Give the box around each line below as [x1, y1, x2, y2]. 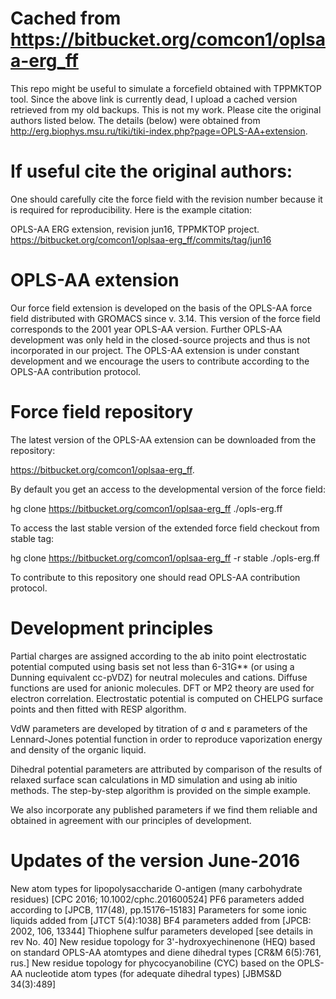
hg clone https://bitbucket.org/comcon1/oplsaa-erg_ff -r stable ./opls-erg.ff [10, 552, 320, 564]
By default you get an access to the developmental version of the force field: [10, 483, 326, 495]
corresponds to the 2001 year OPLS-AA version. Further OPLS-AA [10, 323, 283, 335]
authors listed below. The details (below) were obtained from [10, 114, 261, 126]
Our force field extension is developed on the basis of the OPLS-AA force [10, 302, 313, 314]
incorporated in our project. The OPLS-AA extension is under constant [10, 344, 300, 356]
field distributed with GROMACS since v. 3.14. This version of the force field [10, 312, 321, 324]
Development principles [10, 617, 214, 639]
